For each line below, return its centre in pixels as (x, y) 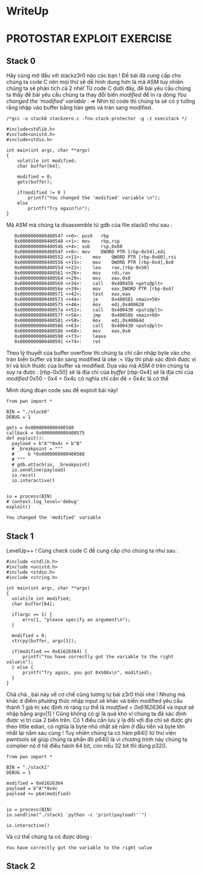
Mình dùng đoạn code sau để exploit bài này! (62, 390)
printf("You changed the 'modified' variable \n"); (94, 198)
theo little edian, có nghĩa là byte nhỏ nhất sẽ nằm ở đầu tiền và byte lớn (96, 726)
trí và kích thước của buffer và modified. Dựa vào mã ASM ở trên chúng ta (98, 366)
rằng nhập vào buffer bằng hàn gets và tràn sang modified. (80, 107)
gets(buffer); (35, 182)
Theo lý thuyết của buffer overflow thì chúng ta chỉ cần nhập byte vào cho (98, 353)
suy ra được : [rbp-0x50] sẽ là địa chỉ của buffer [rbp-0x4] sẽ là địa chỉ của (100, 372)
